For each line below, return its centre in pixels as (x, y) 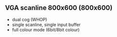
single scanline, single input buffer (46, 25)
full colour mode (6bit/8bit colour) (46, 30)
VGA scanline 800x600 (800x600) (59, 8)
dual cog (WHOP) (29, 19)
